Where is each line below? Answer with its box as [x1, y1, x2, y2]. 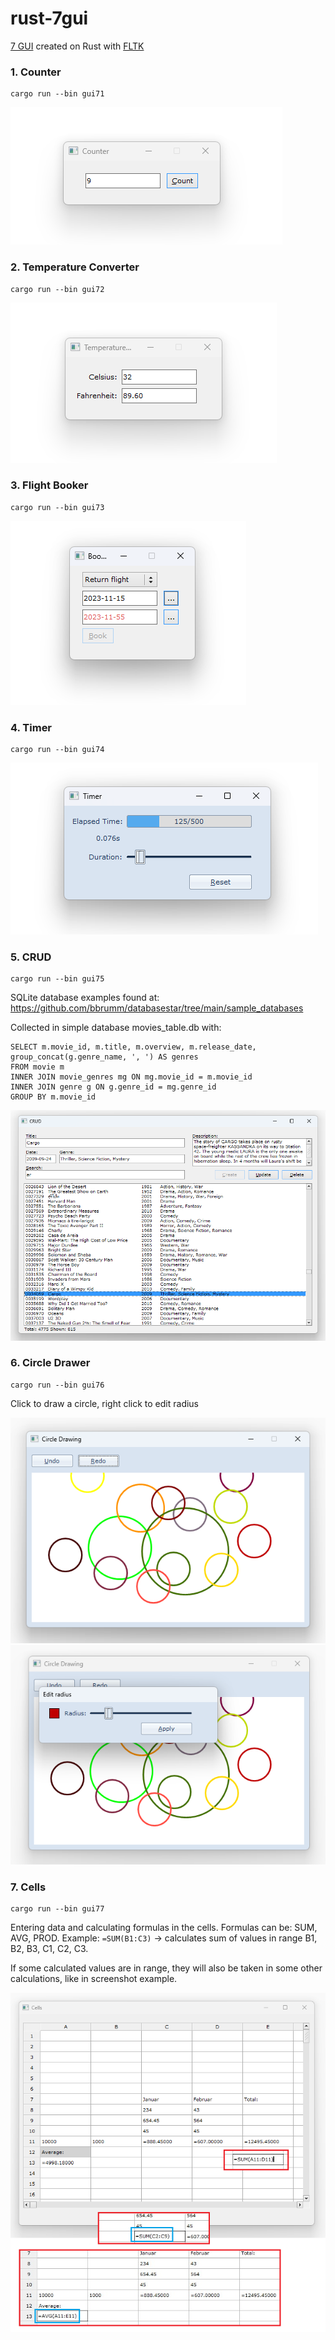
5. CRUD [10, 950, 52, 964]
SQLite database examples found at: [10, 992, 160, 1004]
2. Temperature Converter [10, 260, 140, 274]
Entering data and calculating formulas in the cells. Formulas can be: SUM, [10, 1922, 318, 1934]
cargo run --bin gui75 [10, 974, 105, 984]
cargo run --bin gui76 [10, 1380, 105, 1390]
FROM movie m [10, 1062, 65, 1072]
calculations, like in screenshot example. [10, 1973, 178, 1985]
